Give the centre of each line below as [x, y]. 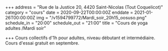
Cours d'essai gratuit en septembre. [42, 43]
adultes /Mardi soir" [26, 28]
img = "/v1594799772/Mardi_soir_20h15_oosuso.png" [92, 18]
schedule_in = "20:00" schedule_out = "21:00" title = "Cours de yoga [76, 23]
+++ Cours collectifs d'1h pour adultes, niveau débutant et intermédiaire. [80, 38]
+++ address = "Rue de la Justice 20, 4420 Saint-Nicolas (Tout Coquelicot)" [84, 7]
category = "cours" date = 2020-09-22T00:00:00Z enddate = [69, 12]
